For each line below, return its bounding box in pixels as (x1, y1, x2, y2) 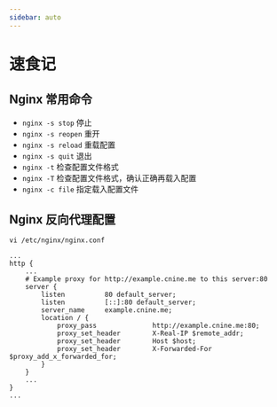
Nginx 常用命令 (9, 92, 93, 107)
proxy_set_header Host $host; (56, 337, 197, 346)
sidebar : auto (9, 12, 62, 22)
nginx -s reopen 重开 (21, 128, 100, 138)
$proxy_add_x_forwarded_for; (9, 352, 117, 362)
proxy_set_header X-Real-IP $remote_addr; (56, 329, 244, 338)
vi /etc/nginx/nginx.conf (9, 236, 105, 245)
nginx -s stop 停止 (21, 117, 92, 128)
